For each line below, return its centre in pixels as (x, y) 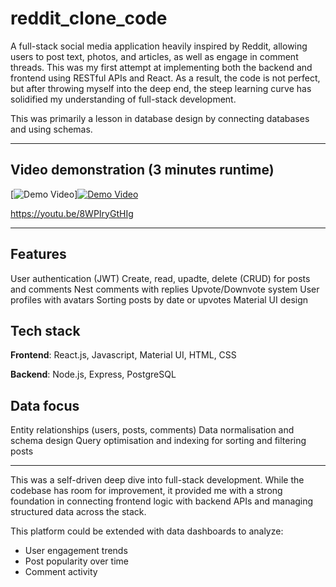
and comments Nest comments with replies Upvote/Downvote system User (165, 289)
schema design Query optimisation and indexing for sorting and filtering (158, 441)
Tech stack (45, 330)
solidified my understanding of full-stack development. (123, 99)
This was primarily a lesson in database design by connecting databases (160, 118)
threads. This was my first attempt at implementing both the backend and (161, 67)
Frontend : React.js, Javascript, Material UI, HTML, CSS (123, 355)
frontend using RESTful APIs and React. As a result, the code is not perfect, (165, 78)
